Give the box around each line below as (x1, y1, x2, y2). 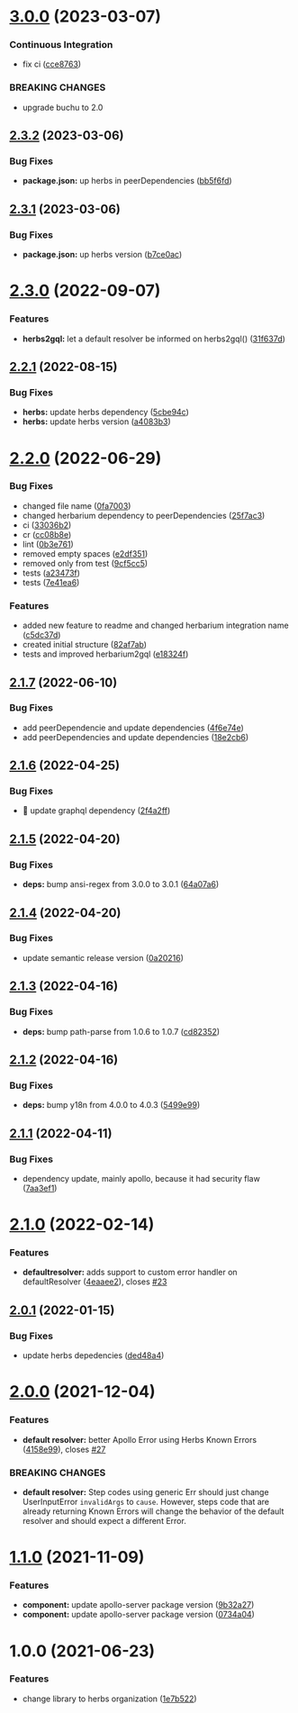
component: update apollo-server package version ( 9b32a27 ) (22, 1600, 255, 1610)
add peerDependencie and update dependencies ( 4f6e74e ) (22, 722, 245, 733)
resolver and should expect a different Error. (22, 1515, 186, 1526)
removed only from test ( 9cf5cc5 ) (22, 557, 149, 568)
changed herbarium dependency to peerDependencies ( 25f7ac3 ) (22, 510, 266, 521)
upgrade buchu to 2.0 (22, 102, 104, 113)
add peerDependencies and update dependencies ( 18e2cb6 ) (22, 731, 249, 742)
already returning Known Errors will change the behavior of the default (22, 1506, 284, 1517)
